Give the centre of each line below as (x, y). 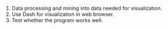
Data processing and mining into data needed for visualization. (87, 8)
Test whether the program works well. (57, 20)
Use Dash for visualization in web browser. (63, 14)
